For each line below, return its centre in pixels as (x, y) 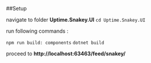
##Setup (17, 8)
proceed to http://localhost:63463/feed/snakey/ (66, 54)
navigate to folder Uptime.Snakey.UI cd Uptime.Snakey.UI (76, 20)
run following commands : (37, 31)
